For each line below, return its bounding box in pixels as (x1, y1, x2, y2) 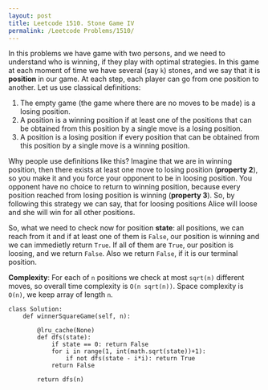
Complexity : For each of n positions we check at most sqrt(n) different (8, 273, 245, 282)
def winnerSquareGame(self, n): (22, 312, 131, 321)
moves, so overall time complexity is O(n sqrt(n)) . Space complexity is (8, 282, 244, 291)
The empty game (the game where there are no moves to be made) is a (19, 98, 256, 108)
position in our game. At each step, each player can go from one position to (8, 74, 259, 84)
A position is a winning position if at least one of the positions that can (19, 116, 252, 125)
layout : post (8, 11, 52, 20)
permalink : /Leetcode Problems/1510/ (8, 26, 135, 35)
